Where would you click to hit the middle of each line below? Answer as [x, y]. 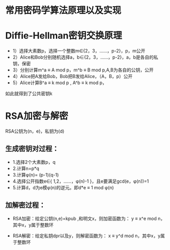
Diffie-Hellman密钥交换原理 [64, 36]
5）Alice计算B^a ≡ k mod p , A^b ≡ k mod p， [60, 83]
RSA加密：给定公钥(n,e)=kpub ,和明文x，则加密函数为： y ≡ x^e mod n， [89, 218]
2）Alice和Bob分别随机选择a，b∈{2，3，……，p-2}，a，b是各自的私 [86, 57]
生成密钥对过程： [32, 149]
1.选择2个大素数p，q [34, 162]
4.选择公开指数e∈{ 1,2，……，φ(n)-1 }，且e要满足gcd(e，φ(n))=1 [81, 181]
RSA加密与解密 [37, 116]
